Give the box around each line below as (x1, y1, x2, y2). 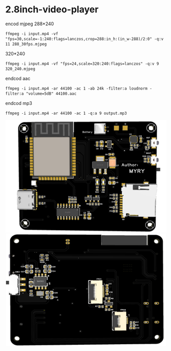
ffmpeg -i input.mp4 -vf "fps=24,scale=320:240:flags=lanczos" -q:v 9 (5, 61, 159, 66)
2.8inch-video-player (5, 4, 99, 15)
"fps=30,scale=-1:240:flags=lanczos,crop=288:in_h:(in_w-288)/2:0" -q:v (5, 36, 164, 42)
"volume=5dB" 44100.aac (26, 91, 77, 96)
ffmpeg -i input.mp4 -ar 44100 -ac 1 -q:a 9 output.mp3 (5, 111, 127, 116)
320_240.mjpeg (5, 66, 36, 72)
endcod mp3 (5, 100, 32, 106)
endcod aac (5, 75, 31, 81)
